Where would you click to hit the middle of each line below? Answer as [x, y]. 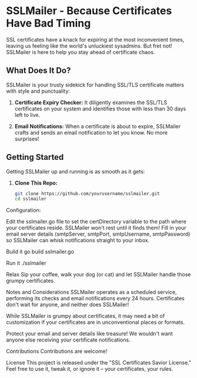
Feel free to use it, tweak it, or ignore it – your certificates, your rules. [90, 369]
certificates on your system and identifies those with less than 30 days [100, 108]
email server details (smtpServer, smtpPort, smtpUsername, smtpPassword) [98, 234]
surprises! [27, 139]
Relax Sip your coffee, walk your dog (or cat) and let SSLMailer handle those [98, 275]
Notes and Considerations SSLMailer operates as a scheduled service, [91, 292]
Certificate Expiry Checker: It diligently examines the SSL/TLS [91, 102]
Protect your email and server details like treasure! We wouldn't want [90, 334]
